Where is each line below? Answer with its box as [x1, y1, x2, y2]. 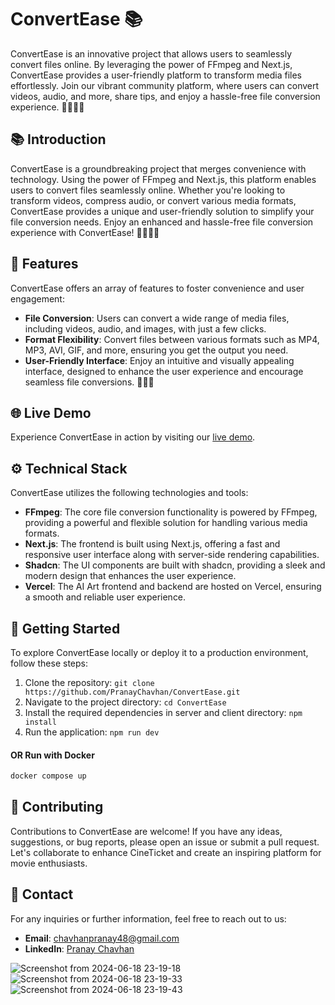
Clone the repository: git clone [24, 677, 155, 688]
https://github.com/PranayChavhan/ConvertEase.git [24, 687, 241, 697]
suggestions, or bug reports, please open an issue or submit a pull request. [10, 836, 320, 848]
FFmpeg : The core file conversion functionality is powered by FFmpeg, [24, 506, 318, 518]
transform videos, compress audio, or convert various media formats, [10, 194, 297, 206]
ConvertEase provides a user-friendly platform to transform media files [10, 69, 302, 81]
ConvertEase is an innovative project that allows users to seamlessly [10, 47, 293, 60]
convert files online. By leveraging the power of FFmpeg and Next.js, [10, 58, 293, 70]
